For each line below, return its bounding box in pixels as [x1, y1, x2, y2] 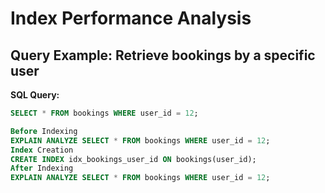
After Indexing [10, 163, 74, 174]
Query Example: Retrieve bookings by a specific [10, 47, 316, 64]
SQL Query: [10, 89, 60, 101]
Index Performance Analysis [10, 7, 252, 30]
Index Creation [10, 145, 74, 155]
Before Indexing [10, 126, 78, 136]
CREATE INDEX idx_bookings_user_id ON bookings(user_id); [10, 154, 257, 164]
